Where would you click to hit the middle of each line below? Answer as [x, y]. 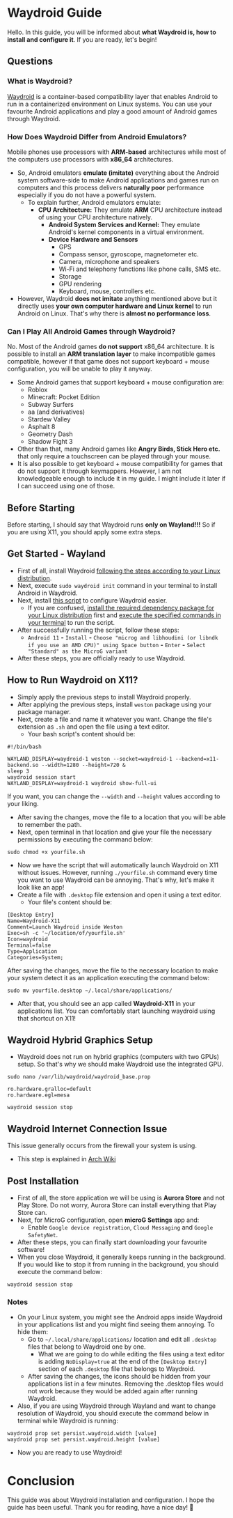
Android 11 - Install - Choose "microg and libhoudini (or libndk [123, 637]
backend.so [23, 765]
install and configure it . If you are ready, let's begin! [82, 39]
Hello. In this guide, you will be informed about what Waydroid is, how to [112, 32]
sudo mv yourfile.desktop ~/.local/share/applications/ [90, 991]
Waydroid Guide [55, 13]
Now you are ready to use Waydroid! [70, 1453]
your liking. [23, 803]
